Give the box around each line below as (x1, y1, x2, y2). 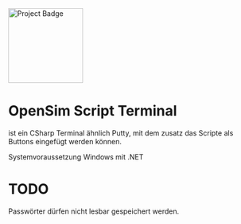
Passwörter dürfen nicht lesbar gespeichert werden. (8, 206, 180, 216)
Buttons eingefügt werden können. (8, 136, 122, 146)
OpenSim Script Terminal (8, 102, 177, 120)
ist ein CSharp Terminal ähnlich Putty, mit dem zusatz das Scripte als (8, 128, 234, 138)
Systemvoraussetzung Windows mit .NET (8, 151, 144, 162)
